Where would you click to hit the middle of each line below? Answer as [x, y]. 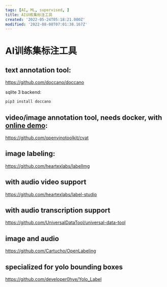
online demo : [26, 125]
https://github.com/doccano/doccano [45, 83]
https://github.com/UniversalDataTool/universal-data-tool [65, 223]
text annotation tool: [38, 70]
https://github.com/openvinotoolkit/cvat [47, 138]
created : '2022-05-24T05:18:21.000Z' [45, 19]
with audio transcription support [58, 210]
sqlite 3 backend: [23, 92]
